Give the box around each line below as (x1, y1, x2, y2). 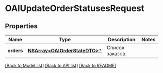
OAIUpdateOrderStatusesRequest (5, 3, 145, 14)
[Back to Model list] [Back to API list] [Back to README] (5, 63, 116, 68)
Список (106, 44, 125, 51)
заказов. (106, 50, 127, 57)
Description (108, 36, 136, 43)
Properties (5, 22, 38, 30)
